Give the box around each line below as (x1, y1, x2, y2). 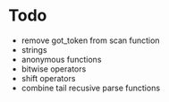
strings (21, 44, 47, 55)
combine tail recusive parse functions (21, 82, 161, 93)
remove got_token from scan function (21, 35, 160, 46)
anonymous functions (21, 54, 102, 64)
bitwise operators (21, 64, 87, 74)
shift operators (21, 72, 76, 83)
